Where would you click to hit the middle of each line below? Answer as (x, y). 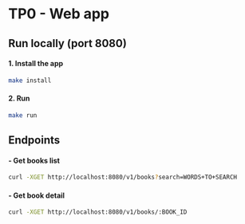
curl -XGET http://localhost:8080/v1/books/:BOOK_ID (98, 212)
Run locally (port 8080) (68, 43)
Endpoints (34, 140)
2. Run (19, 98)
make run (23, 115)
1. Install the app (36, 64)
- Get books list (34, 160)
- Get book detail (37, 195)
